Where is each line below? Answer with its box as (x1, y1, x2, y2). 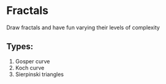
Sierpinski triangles (15, 71, 64, 78)
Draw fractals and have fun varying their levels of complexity (6, 24, 160, 31)
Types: (6, 41, 34, 52)
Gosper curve (15, 57, 50, 65)
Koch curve (15, 64, 45, 71)
